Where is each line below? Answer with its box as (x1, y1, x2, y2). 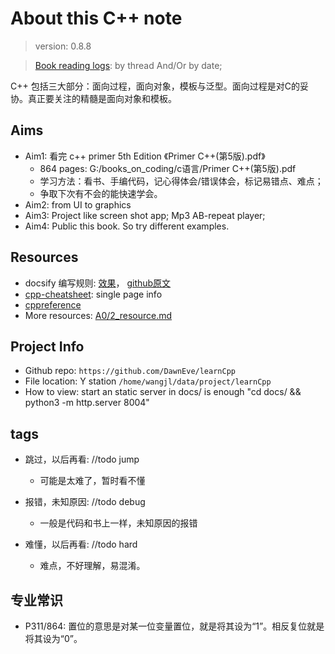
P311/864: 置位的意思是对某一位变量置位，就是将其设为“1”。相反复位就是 (24, 620, 325, 632)
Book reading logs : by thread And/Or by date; (34, 59, 223, 71)
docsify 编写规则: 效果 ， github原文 (24, 277, 172, 289)
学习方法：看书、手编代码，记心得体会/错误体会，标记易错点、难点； (39, 175, 324, 187)
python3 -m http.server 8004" (24, 397, 150, 409)
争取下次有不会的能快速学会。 (39, 187, 163, 199)
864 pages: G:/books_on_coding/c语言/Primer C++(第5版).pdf (39, 162, 297, 174)
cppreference (24, 298, 82, 311)
